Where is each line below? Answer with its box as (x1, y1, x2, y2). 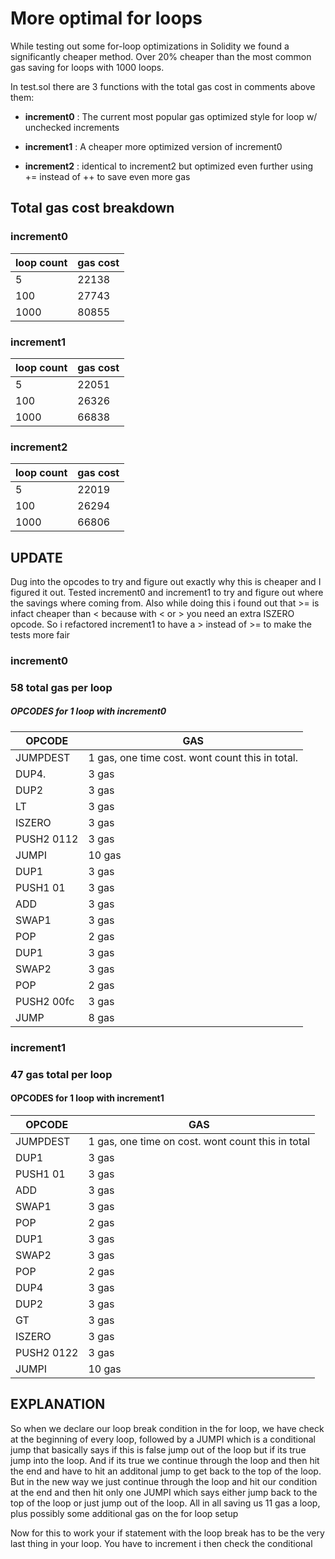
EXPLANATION (10, 1396, 106, 1413)
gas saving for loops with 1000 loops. (10, 61, 165, 73)
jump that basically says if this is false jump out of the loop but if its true (10, 1443, 307, 1456)
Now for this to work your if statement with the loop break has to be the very (10, 1527, 325, 1539)
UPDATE (10, 549, 63, 566)
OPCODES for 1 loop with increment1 (10, 1092, 165, 1104)
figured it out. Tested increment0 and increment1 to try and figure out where (10, 587, 324, 599)
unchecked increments (24, 121, 120, 133)
